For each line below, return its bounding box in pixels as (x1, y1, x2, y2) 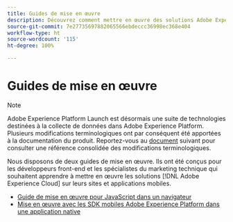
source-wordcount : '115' (7, 36, 79, 43)
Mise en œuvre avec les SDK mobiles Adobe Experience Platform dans (17, 200, 220, 208)
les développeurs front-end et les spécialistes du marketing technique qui (7, 164, 218, 173)
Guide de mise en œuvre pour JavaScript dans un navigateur (17, 192, 192, 201)
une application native (17, 207, 81, 215)
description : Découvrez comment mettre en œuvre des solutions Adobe (7, 17, 213, 24)
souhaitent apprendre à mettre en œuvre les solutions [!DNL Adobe (7, 172, 200, 180)
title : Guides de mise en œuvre (7, 10, 101, 17)
